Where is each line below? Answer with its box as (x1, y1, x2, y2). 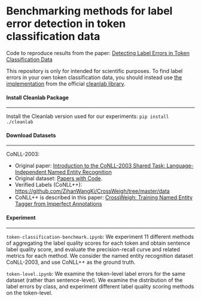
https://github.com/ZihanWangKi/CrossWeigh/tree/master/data (14, 187, 170, 195)
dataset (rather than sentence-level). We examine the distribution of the (6, 276, 183, 284)
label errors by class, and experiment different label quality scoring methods (6, 282, 194, 290)
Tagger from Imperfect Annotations (14, 200, 102, 208)
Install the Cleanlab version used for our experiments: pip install (6, 113, 169, 120)
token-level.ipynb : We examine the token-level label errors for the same (6, 270, 185, 277)
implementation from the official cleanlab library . (6, 80, 126, 87)
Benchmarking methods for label (6, 4, 173, 18)
